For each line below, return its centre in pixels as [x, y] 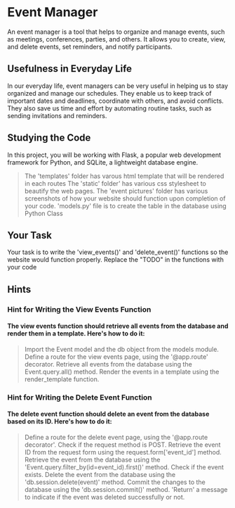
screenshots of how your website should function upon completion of [125, 198]
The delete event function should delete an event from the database [108, 414]
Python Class [43, 213]
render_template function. [62, 379]
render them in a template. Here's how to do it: [76, 334]
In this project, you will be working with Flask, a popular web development [114, 155]
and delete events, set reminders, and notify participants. [90, 46]
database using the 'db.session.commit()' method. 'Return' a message [126, 490]
